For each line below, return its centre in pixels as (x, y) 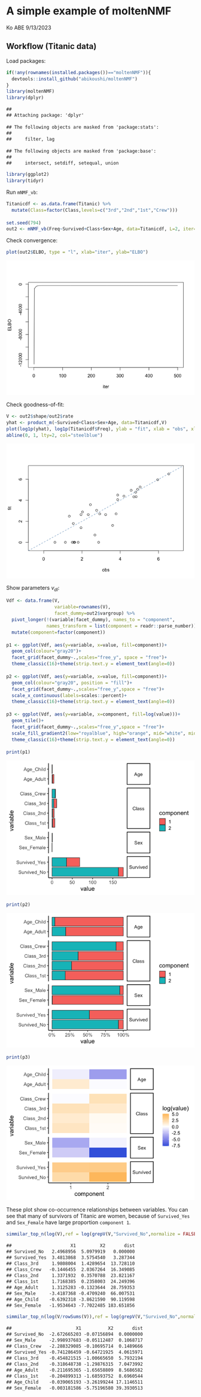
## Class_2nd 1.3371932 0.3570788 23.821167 (71, 1276)
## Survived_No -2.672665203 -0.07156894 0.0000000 (75, 1334)
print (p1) (19, 752)
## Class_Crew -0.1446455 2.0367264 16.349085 (71, 1270)
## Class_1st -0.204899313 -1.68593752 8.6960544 (75, 1376)
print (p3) (19, 1057)
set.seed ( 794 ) (24, 223)
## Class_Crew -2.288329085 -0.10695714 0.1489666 (75, 1346)
